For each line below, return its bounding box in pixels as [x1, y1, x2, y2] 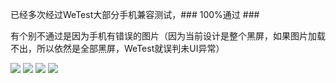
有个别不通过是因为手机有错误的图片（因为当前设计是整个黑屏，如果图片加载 [10, 30, 326, 42]
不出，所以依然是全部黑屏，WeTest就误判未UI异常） [10, 43, 225, 54]
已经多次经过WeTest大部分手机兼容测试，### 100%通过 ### [10, 9, 260, 20]
